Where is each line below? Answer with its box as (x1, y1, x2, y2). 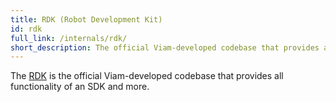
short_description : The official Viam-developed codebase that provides (10, 42, 320, 53)
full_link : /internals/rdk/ (10, 33, 128, 43)
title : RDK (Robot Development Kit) (10, 14, 163, 25)
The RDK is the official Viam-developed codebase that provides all (10, 70, 284, 82)
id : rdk (10, 24, 43, 34)
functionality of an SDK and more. (10, 81, 150, 93)
